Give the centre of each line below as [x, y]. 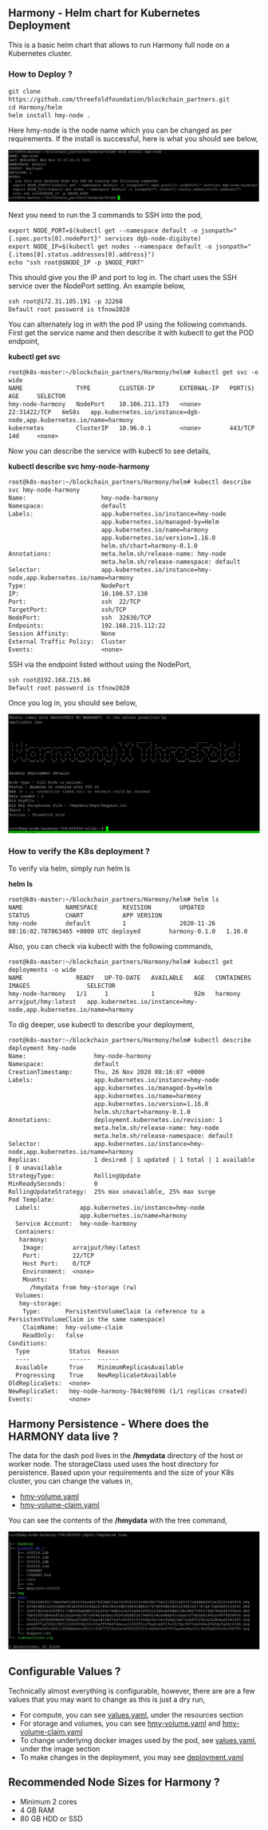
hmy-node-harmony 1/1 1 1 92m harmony [124, 994]
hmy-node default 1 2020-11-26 [112, 924]
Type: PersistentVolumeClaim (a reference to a [114, 1312]
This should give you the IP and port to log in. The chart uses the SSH [123, 278]
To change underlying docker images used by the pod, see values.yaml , [138, 1740]
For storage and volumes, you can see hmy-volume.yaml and [120, 1723]
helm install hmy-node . [49, 116]
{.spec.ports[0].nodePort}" [55, 239]
